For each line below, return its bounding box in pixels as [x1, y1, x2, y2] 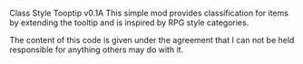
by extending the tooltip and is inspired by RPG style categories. [9, 17, 249, 28]
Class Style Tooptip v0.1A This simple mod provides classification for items [9, 8, 288, 18]
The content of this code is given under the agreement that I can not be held [9, 35, 295, 45]
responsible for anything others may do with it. [9, 44, 184, 55]
